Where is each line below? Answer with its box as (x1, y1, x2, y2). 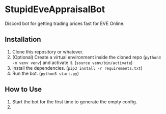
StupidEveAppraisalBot (5, 4, 105, 15)
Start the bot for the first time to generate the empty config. (12, 98, 137, 105)
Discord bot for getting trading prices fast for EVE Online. (5, 20, 125, 26)
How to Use (5, 85, 42, 94)
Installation (5, 35, 41, 44)
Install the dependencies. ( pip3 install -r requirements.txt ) (12, 65, 143, 71)
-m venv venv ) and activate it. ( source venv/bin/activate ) (12, 60, 133, 66)
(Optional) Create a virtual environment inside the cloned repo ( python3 (12, 54, 161, 60)
